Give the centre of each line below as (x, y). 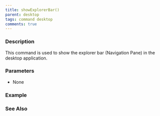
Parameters (20, 71)
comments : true (21, 24)
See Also (16, 108)
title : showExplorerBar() (32, 10)
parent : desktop (22, 15)
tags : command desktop (29, 19)
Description (20, 42)
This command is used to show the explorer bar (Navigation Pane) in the (80, 52)
